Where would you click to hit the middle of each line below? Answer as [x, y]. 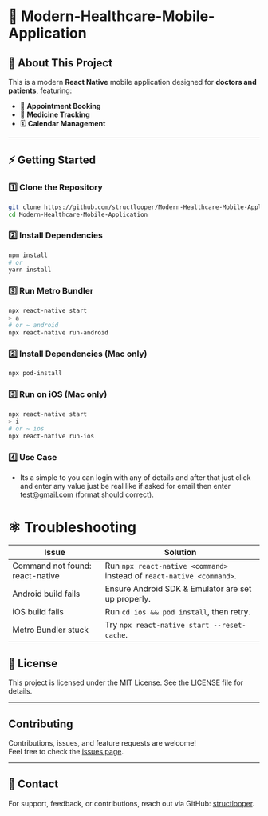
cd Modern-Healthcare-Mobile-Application [78, 214]
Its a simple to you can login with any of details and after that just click [135, 478]
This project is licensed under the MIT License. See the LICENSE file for [126, 682]
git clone [25, 207]
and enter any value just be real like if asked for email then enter [125, 486]
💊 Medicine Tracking [55, 114]
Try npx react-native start [157, 625]
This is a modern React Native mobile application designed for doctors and [132, 82]
